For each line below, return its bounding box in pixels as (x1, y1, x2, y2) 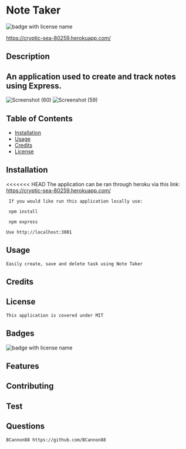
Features (6, 361, 39, 371)
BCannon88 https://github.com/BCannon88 (6, 437, 107, 443)
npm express (8, 219, 38, 224)
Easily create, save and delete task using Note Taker (6, 260, 143, 267)
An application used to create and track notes (6, 71, 176, 81)
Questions (6, 421, 45, 431)
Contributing (6, 381, 54, 391)
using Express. (6, 81, 62, 91)
